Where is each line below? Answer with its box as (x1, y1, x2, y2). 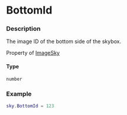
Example (6, 90, 32, 98)
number (6, 76, 23, 82)
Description (6, 25, 41, 33)
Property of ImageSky (6, 50, 60, 57)
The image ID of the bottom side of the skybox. (6, 38, 122, 45)
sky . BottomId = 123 (6, 103, 55, 109)
